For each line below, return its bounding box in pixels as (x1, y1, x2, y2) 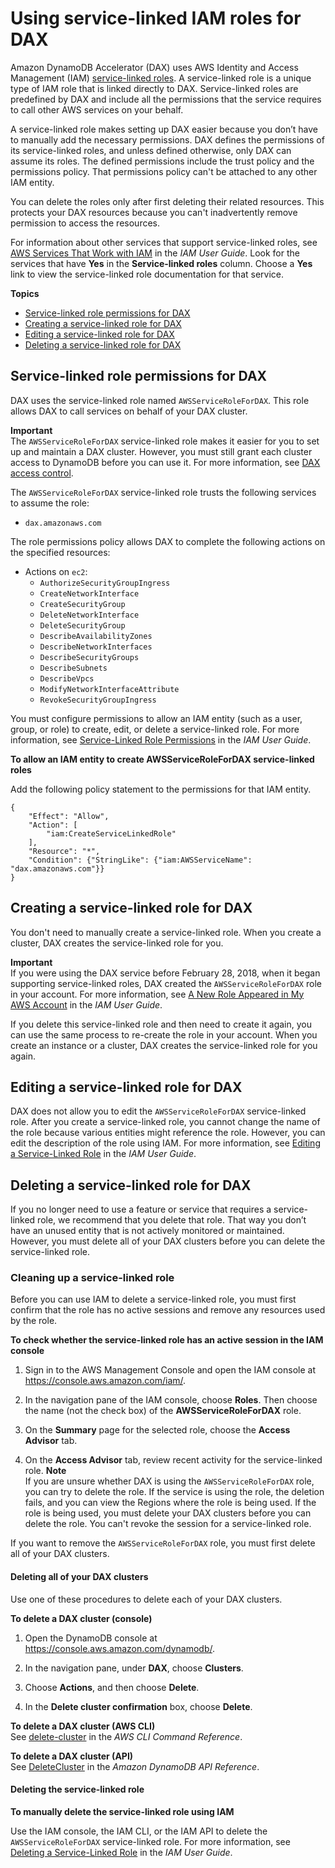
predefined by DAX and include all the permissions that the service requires (10, 93, 322, 105)
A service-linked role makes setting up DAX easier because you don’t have (10, 123, 318, 135)
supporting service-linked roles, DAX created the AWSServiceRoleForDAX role (10, 977, 322, 989)
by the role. (10, 1315, 58, 1327)
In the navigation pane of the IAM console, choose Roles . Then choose (24, 1394, 318, 1406)
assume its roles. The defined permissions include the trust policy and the (10, 155, 315, 167)
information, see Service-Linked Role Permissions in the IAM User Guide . (10, 733, 312, 746)
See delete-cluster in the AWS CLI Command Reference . (10, 1730, 243, 1742)
